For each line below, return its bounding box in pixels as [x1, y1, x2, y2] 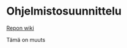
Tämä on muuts [6, 36, 46, 43]
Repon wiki [6, 24, 35, 32]
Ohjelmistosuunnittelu [6, 4, 122, 18]
